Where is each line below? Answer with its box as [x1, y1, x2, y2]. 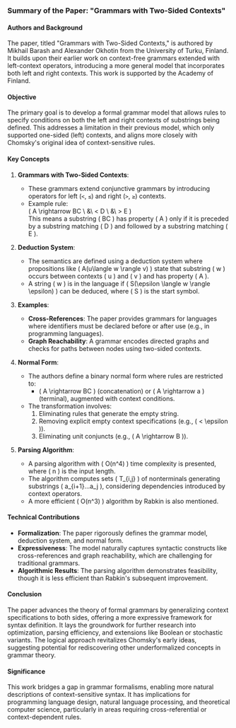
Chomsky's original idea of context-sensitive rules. [7, 139, 155, 147]
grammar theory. [7, 650, 57, 659]
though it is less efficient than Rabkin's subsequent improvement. [17, 574, 208, 582]
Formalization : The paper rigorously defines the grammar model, [17, 528, 208, 537]
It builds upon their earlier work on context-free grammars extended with [7, 54, 220, 62]
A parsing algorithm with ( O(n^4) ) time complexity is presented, [28, 459, 217, 468]
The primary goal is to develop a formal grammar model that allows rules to [7, 108, 226, 117]
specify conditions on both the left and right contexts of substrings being [7, 116, 220, 125]
